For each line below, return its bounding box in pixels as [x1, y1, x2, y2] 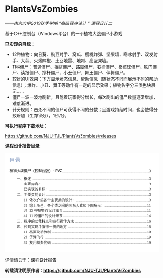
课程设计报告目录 [5, 143, 40, 149]
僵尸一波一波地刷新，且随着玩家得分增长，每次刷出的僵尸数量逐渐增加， [12, 94, 158, 100]
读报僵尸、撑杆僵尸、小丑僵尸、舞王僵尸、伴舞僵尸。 [20, 69, 128, 75]
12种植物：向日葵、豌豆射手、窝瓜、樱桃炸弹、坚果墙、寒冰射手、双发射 [12, 51, 158, 57]
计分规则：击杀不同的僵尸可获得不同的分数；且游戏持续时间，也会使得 [12, 106, 154, 112]
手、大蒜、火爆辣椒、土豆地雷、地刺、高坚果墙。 [12, 57, 111, 63]
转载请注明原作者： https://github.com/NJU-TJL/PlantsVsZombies [5, 268, 141, 274]
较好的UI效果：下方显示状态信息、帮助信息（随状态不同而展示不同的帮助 [12, 76, 158, 82]
